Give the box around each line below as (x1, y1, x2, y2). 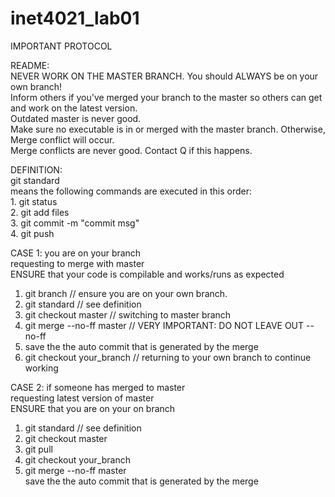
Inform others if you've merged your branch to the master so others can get (10, 91, 323, 103)
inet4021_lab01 (10, 7, 140, 30)
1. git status (10, 195, 58, 207)
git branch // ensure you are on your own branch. (24, 287, 228, 299)
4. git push (10, 227, 55, 239)
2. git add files (10, 206, 70, 218)
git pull (24, 443, 53, 455)
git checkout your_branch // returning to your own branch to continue (24, 351, 312, 363)
